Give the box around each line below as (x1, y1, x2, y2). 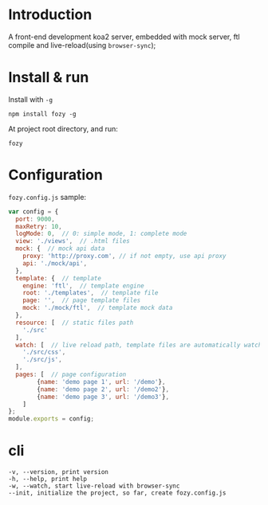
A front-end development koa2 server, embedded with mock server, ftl (8, 32, 241, 41)
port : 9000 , (15, 215, 56, 223)
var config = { (8, 207, 59, 216)
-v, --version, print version (8, 468, 109, 476)
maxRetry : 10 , (15, 222, 62, 230)
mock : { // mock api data (15, 245, 105, 252)
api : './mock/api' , (22, 259, 88, 268)
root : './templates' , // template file (22, 289, 159, 297)
